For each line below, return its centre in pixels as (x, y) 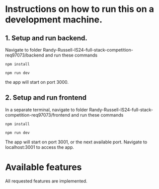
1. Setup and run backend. (46, 38)
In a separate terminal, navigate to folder (47, 110)
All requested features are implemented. (46, 181)
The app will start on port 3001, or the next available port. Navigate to (76, 142)
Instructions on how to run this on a (80, 9)
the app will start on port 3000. (37, 82)
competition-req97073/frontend (38, 115)
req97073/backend (25, 55)
